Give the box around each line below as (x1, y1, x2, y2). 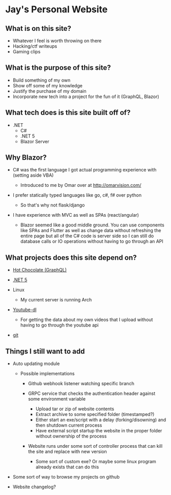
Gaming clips (12, 49, 41, 54)
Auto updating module (12, 360, 60, 367)
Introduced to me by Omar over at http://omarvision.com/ (20, 182, 142, 188)
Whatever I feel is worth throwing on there (12, 37, 102, 44)
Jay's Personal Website (5, 4, 108, 15)
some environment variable (28, 396, 86, 402)
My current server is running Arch (20, 297, 92, 303)
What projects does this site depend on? (5, 253, 137, 262)
